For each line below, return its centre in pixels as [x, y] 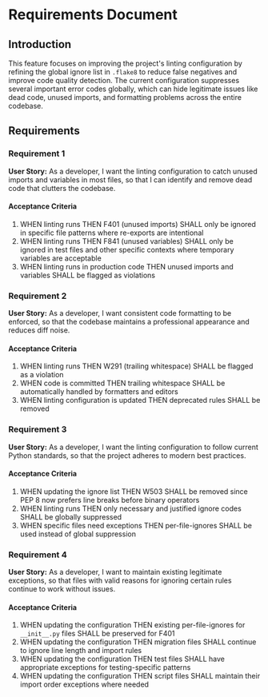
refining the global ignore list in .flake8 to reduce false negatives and [123, 72]
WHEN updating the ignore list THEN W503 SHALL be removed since [134, 491]
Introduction [40, 44]
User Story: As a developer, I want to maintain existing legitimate [115, 572]
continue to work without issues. [62, 589]
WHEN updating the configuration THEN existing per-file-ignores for [132, 625]
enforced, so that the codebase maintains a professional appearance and [129, 322]
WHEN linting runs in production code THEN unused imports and [126, 266]
